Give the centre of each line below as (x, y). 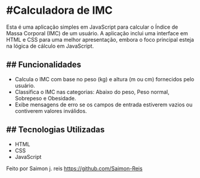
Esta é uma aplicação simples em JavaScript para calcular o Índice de (92, 27)
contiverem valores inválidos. (51, 111)
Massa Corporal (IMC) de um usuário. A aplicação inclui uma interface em (97, 33)
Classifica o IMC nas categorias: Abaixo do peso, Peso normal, (92, 92)
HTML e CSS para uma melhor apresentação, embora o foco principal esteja (100, 39)
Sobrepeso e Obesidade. (45, 98)
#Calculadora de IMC (59, 10)
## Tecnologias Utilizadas (56, 130)
